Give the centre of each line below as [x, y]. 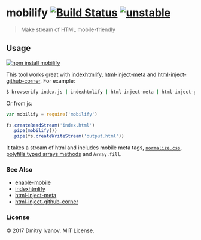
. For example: [57, 80]
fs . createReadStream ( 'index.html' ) [51, 125]
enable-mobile [33, 182]
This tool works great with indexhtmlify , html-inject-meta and [81, 74]
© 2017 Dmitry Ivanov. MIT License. [50, 230]
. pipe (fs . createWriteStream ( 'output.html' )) [68, 136]
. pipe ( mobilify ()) [35, 131]
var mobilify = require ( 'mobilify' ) [52, 114]
